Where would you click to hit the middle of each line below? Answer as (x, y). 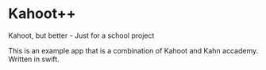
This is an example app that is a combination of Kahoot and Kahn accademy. (133, 50)
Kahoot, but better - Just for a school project (81, 35)
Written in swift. (34, 59)
